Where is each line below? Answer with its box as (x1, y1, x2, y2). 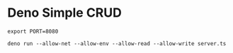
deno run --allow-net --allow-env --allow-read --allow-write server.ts (7, 40, 227, 47)
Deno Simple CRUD (7, 5, 122, 21)
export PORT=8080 (7, 28, 59, 35)
